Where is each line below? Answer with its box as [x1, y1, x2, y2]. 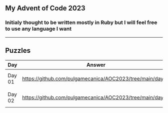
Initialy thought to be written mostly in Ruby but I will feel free [5, 19, 157, 26]
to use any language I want [5, 25, 71, 32]
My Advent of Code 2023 [5, 4, 86, 13]
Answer [86, 61, 106, 68]
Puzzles [5, 46, 31, 55]
